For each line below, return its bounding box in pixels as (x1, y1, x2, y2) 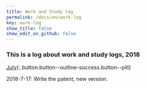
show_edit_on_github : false (6, 31, 77, 37)
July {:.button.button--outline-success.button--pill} (6, 64, 132, 71)
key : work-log (6, 20, 42, 26)
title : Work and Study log (6, 8, 74, 15)
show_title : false (6, 25, 52, 32)
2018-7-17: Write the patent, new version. (6, 76, 108, 83)
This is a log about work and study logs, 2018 (6, 51, 141, 59)
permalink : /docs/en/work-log (6, 14, 82, 20)
